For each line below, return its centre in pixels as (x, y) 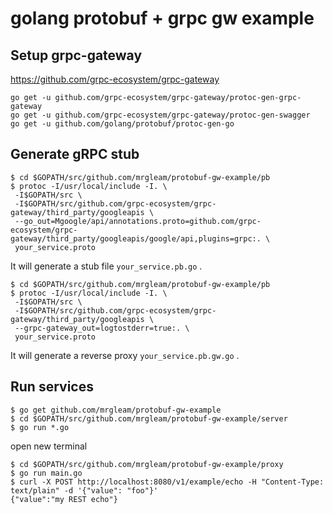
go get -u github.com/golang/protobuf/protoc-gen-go (122, 124)
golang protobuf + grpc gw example (162, 18)
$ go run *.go (40, 427)
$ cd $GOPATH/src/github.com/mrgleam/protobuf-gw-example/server (149, 418)
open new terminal (49, 446)
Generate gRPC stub (75, 154)
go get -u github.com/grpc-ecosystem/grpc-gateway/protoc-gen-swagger (160, 115)
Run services (52, 387)
